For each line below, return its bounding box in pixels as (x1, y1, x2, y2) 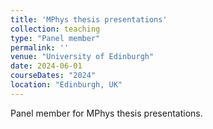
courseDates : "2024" (10, 71, 97, 81)
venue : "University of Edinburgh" (10, 52, 155, 62)
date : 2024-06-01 (10, 61, 83, 71)
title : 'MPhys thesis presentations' (10, 14, 168, 25)
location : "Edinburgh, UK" (10, 80, 123, 90)
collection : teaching (10, 24, 101, 34)
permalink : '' (10, 42, 70, 53)
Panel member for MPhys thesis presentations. (10, 107, 203, 119)
